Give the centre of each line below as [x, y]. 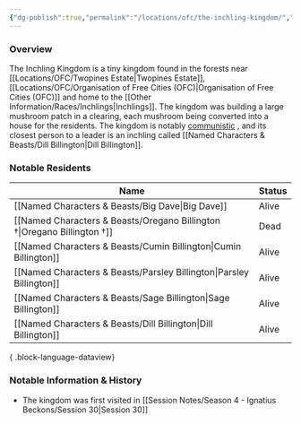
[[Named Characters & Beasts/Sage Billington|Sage [122, 299]
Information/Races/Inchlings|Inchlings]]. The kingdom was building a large [146, 106]
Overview [31, 48]
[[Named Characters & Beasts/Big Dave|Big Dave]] [121, 206]
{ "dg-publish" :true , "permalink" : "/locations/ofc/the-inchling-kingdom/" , [150, 17]
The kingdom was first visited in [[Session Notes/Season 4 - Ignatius [149, 400]
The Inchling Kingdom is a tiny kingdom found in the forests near [129, 68]
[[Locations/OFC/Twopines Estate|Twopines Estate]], [107, 78]
